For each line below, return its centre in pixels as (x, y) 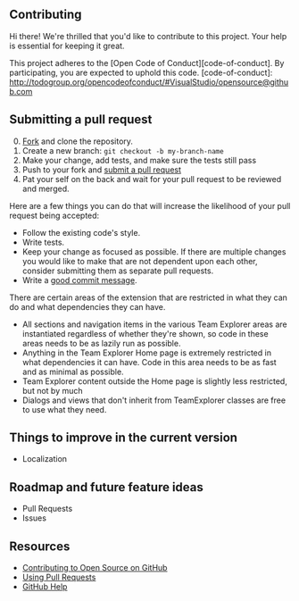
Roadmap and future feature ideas (106, 487)
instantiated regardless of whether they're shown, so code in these (145, 333)
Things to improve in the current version (124, 438)
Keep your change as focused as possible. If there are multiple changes (154, 251)
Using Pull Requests (59, 577)
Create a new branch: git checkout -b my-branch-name (123, 150)
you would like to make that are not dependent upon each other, (140, 261)
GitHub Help (45, 587)
